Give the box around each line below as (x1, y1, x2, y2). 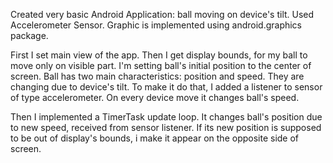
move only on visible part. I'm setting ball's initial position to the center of (10, 60, 312, 71)
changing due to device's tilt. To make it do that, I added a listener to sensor (10, 81, 323, 93)
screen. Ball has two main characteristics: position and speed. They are (10, 70, 305, 82)
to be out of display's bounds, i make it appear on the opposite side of (10, 132, 300, 144)
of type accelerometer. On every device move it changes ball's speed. (10, 92, 300, 103)
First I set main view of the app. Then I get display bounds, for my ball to (10, 49, 308, 61)
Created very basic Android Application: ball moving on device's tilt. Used (10, 9, 315, 20)
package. (10, 30, 49, 41)
